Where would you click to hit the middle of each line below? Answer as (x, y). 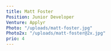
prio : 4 (15, 39)
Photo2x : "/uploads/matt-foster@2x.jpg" (56, 33)
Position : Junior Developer (40, 17)
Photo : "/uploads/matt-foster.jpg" (49, 28)
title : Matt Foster (30, 11)
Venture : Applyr (26, 22)
